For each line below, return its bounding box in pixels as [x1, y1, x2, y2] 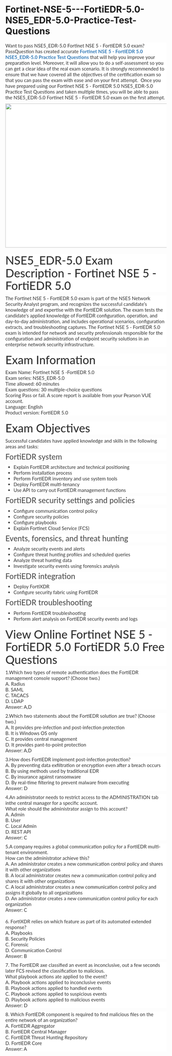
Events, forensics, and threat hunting [5, 533, 128, 543]
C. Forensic [5, 941, 29, 947]
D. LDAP [5, 698, 24, 704]
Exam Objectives [5, 421, 91, 436]
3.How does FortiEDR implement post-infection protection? [5, 756, 131, 762]
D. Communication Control [5, 947, 62, 954]
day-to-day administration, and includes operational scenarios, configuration [5, 318, 165, 324]
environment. [20, 849, 49, 855]
